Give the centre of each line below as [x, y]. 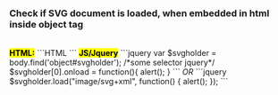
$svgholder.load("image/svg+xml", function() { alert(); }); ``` [119, 82]
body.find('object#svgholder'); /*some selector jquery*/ [112, 63]
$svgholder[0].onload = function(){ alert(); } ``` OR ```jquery [118, 72]
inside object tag [46, 24]
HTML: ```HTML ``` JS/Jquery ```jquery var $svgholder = [113, 53]
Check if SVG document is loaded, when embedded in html [139, 13]
